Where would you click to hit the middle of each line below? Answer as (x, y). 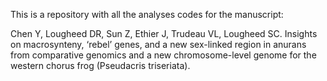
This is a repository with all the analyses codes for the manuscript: (147, 14)
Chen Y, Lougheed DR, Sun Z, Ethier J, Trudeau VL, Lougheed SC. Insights (164, 33)
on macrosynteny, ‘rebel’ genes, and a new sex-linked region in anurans (158, 44)
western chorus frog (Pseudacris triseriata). (100, 65)
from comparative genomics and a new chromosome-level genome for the (163, 55)
